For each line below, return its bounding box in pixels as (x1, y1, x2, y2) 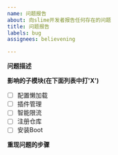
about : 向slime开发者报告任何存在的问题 (7, 17, 112, 24)
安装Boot (17, 126, 43, 134)
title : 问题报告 (7, 23, 50, 30)
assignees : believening (7, 36, 76, 43)
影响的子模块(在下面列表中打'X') (7, 77, 99, 85)
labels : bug (7, 29, 41, 37)
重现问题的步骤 (7, 140, 50, 149)
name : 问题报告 (7, 10, 47, 17)
